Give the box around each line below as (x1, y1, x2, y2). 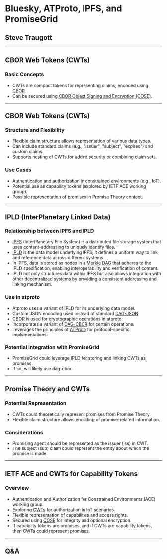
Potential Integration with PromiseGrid (5, 344, 99, 351)
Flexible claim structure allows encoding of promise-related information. (12, 416, 160, 422)
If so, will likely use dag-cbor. (12, 365, 73, 371)
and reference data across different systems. (12, 255, 105, 261)
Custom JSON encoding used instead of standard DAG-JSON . (12, 310, 140, 316)
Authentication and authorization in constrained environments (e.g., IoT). (12, 178, 161, 184)
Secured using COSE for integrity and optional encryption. (12, 517, 132, 523)
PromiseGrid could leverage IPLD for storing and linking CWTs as (12, 355, 146, 361)
